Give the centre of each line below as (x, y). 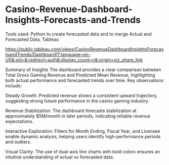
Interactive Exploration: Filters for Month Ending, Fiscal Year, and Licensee (83, 131)
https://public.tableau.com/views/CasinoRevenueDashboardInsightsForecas (85, 49)
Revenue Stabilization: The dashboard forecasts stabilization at (71, 111)
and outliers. (18, 142)
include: (14, 86)
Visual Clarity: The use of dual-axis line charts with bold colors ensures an (83, 151)
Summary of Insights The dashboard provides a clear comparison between (83, 70)
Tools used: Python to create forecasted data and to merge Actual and (78, 34)
